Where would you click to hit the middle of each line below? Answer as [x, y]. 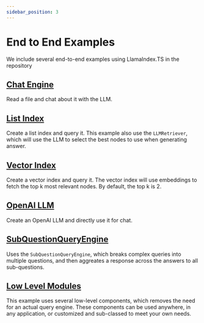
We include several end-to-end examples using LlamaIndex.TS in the [93, 59]
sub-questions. [25, 267]
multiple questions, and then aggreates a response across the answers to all [102, 260]
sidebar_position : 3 [33, 12]
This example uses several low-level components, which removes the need [101, 301]
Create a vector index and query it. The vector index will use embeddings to [102, 180]
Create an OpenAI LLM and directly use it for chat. [69, 220]
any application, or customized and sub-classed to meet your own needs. [99, 314]
